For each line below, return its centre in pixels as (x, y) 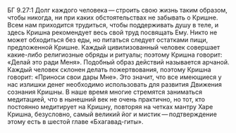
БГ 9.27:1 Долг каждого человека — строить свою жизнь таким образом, (117, 10)
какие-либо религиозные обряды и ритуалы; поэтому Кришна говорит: (115, 55)
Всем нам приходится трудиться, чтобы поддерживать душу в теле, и (113, 25)
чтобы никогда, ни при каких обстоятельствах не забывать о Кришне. (113, 17)
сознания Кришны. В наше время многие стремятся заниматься (105, 92)
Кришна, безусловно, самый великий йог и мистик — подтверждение (112, 114)
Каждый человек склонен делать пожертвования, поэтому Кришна (109, 70)
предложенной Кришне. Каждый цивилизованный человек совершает (114, 47)
